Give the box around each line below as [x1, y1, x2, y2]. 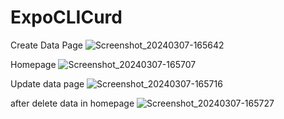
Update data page [10, 77, 85, 90]
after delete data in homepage [10, 97, 135, 109]
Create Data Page [10, 39, 83, 51]
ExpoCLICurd [10, 6, 123, 29]
